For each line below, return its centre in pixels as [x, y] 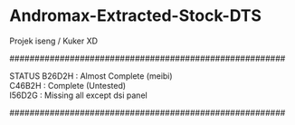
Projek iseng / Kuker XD [53, 41]
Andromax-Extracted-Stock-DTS [136, 16]
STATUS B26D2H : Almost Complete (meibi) [91, 76]
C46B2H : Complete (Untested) [68, 85]
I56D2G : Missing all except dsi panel [78, 95]
